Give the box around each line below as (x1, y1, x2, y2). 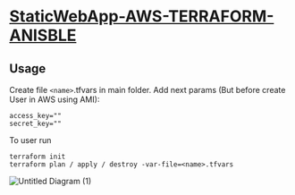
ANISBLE (9, 25, 77, 46)
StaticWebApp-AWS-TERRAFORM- (9, 6, 274, 27)
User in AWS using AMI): (9, 94, 100, 105)
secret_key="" (9, 119, 63, 128)
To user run (9, 135, 52, 145)
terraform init (9, 152, 66, 161)
